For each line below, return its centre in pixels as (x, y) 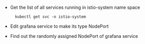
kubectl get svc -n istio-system (51, 17)
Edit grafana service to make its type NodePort (59, 26)
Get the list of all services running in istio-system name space (75, 7)
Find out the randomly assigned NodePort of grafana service (74, 36)
